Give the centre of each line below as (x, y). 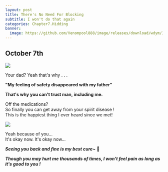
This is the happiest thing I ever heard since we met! (59, 115)
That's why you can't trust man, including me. (54, 94)
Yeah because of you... (29, 134)
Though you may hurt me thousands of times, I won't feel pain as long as (83, 158)
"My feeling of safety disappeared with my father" (59, 84)
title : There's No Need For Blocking (44, 15)
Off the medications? (27, 104)
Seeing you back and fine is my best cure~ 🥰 (52, 149)
